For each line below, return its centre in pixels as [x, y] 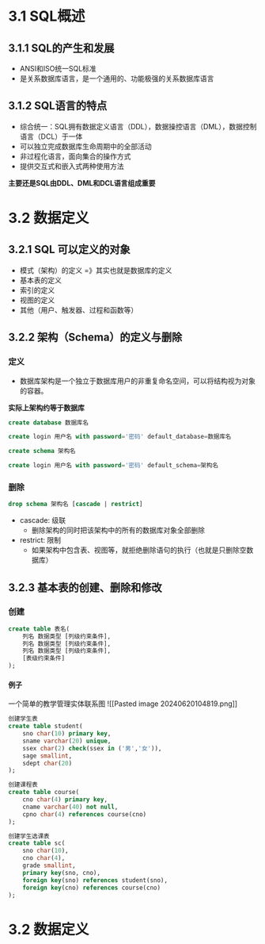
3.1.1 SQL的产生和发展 [61, 48]
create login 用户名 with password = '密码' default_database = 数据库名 [120, 437]
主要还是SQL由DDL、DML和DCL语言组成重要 [82, 182]
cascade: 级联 [42, 520]
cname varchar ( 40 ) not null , [70, 807]
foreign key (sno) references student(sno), [95, 880]
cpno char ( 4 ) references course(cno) [85, 814]
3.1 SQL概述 [47, 16]
